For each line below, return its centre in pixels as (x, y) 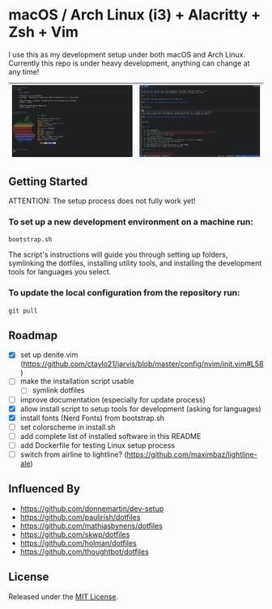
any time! (24, 71)
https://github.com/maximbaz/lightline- (192, 454)
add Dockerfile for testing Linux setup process (98, 445)
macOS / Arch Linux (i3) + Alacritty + (135, 15)
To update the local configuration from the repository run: (124, 293)
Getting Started (48, 181)
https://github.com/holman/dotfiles (78, 543)
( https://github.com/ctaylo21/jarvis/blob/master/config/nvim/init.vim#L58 (142, 364)
